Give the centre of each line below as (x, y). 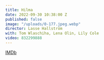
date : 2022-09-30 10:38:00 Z (36, 15)
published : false (24, 19)
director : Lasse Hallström (34, 29)
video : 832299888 (24, 38)
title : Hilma (19, 10)
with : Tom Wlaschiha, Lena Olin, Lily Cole (52, 33)
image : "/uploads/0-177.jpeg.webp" (43, 24)
